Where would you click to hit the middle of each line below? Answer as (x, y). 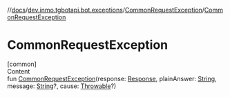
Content (19, 71)
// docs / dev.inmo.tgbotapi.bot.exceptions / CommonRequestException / (106, 10)
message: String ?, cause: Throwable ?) (62, 86)
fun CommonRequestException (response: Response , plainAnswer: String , (112, 78)
